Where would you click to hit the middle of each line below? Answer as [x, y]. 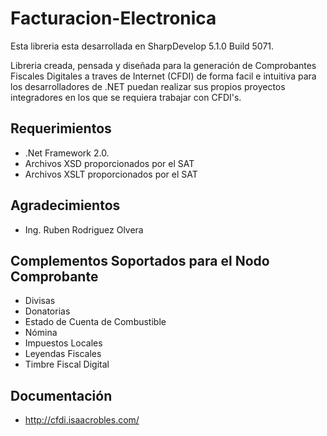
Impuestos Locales [63, 343]
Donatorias [47, 311]
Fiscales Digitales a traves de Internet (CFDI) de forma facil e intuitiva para [163, 76]
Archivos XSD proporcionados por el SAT [109, 163]
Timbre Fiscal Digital [67, 364]
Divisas [40, 301]
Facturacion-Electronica [113, 18]
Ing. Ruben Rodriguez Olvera [84, 229]
